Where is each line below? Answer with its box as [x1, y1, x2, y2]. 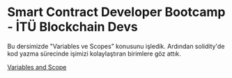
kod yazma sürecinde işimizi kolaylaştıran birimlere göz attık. [7, 49, 181, 58]
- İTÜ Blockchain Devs [7, 19, 138, 35]
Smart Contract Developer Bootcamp [7, 4, 226, 20]
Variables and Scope [7, 63, 67, 71]
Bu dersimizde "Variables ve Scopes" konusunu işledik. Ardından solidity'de [7, 42, 225, 50]
